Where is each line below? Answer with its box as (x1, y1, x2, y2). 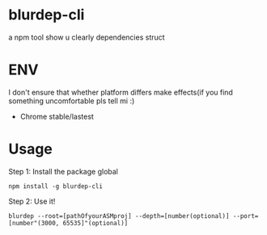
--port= (232, 212, 259, 220)
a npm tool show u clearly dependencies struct (8, 32, 165, 42)
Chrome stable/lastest (19, 111, 95, 121)
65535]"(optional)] (62, 219, 129, 227)
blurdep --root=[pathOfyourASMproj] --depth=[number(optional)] (8, 212, 230, 220)
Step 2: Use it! (8, 196, 56, 206)
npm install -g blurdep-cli (8, 182, 104, 191)
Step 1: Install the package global (8, 166, 119, 176)
